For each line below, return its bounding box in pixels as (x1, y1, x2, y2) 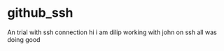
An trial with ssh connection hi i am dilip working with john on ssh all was (7, 28, 217, 36)
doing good (7, 35, 41, 43)
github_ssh (7, 5, 73, 21)
